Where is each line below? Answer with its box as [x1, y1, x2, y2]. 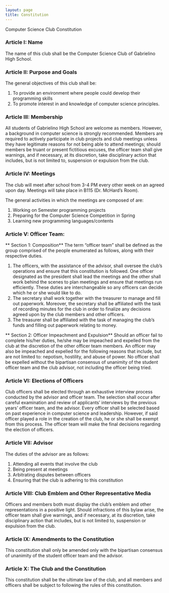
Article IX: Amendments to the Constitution [5, 535, 114, 543]
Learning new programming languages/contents [12, 217, 114, 224]
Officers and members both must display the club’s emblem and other [5, 501, 151, 507]
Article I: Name [5, 39, 43, 46]
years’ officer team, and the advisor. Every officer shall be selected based [5, 405, 160, 411]
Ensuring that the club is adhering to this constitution [12, 477, 123, 483]
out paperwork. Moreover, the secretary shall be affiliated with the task [12, 300, 161, 306]
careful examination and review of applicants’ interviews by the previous [5, 400, 157, 406]
